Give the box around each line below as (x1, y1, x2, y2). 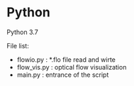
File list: (6, 41, 29, 50)
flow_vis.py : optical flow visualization (16, 63, 127, 71)
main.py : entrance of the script (16, 70, 109, 79)
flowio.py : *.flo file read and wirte (16, 55, 116, 64)
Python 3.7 (6, 28, 38, 36)
